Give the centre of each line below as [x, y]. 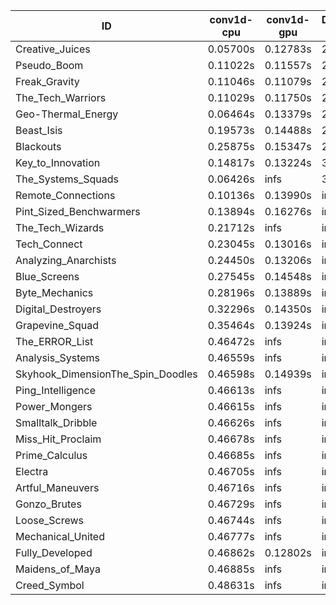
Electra [32, 471]
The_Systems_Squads [67, 179]
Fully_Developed [54, 552]
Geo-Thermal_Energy [67, 114]
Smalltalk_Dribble [56, 422]
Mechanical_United [60, 536]
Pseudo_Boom [49, 65]
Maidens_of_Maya [58, 569]
